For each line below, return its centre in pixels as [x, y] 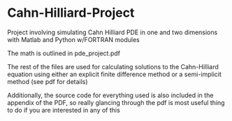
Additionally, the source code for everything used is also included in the [110, 95]
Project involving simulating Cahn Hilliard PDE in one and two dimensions [113, 32]
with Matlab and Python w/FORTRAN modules [73, 39]
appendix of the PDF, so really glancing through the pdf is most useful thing [116, 102]
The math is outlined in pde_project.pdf [64, 53]
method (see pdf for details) [48, 81]
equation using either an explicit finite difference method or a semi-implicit [114, 74]
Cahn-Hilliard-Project [71, 13]
